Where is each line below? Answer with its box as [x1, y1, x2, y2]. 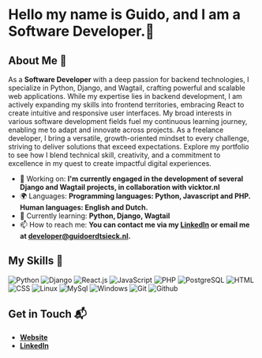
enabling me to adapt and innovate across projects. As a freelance [8, 125, 224, 134]
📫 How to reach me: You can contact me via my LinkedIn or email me [19, 220, 250, 229]
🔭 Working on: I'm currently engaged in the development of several [19, 174, 244, 183]
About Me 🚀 [8, 54, 67, 67]
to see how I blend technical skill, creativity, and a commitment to [8, 150, 221, 160]
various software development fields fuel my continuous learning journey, [8, 117, 248, 126]
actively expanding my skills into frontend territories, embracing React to [8, 100, 245, 109]
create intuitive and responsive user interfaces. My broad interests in [8, 108, 232, 118]
